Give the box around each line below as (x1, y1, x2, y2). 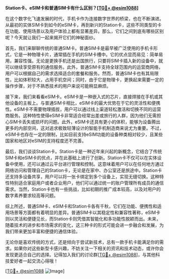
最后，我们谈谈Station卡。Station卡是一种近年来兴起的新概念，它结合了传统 (5, 149, 162, 154)
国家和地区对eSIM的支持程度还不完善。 (5, 138, 87, 144)
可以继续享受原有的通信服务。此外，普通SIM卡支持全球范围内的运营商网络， (5, 64, 163, 70)
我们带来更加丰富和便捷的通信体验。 (5, 229, 80, 234)
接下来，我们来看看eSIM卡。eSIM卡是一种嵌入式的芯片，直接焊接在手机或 (5, 94, 159, 100)
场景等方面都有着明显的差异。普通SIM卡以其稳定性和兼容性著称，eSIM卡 (9, 210, 160, 216)
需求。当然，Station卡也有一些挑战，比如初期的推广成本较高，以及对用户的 (5, 186, 161, 192)
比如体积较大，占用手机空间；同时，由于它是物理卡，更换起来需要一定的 (14, 77, 164, 83)
